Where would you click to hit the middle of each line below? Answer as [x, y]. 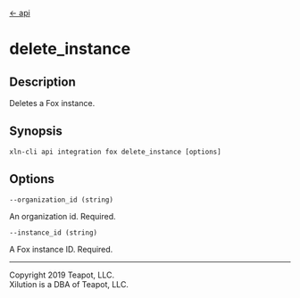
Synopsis [36, 132]
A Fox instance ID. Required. [61, 249]
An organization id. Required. [62, 216]
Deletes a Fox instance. [52, 103]
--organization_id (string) [62, 200]
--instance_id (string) [54, 232]
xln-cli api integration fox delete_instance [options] [115, 152]
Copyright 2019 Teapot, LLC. [62, 275]
